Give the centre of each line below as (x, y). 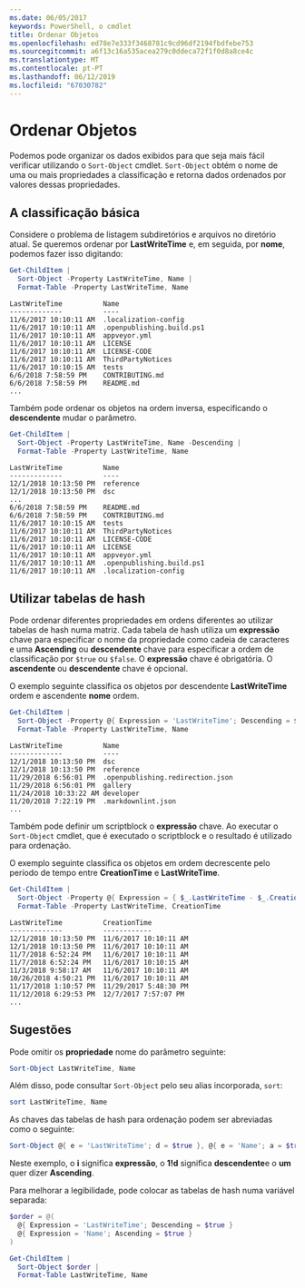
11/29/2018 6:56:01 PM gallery (70, 786)
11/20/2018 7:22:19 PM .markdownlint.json (93, 801)
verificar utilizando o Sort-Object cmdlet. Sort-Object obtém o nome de (144, 165)
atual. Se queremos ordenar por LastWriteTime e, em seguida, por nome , (148, 244)
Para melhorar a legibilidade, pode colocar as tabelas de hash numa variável (152, 1191)
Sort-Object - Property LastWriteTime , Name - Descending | (130, 442)
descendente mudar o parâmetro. (74, 418)
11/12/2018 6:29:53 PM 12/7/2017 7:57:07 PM (97, 994)
